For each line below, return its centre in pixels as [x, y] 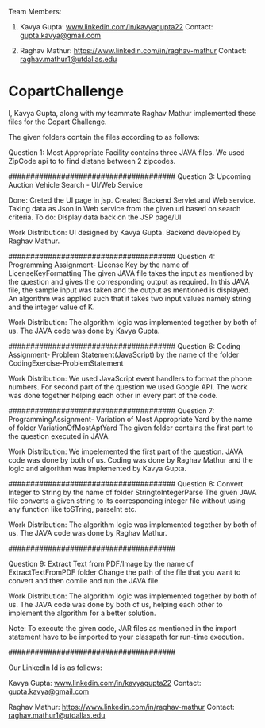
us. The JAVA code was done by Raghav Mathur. [88, 532]
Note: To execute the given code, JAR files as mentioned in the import [123, 628]
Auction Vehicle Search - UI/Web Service [75, 184]
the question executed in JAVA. [60, 436]
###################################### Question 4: [112, 256]
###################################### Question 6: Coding [125, 346]
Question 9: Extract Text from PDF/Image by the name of [101, 563]
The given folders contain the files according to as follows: [104, 137]
